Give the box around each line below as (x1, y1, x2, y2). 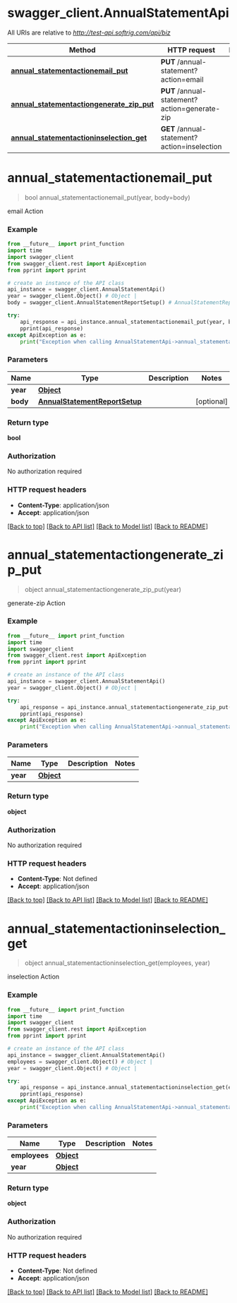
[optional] (195, 396, 228, 406)
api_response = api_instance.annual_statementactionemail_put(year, (20, 318, 226, 325)
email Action (7, 207, 44, 215)
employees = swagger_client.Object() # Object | (7, 1058, 153, 1065)
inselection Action (7, 972, 60, 981)
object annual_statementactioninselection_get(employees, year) (24, 959, 210, 967)
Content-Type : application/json (17, 501, 109, 509)
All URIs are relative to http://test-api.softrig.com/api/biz (7, 28, 171, 37)
